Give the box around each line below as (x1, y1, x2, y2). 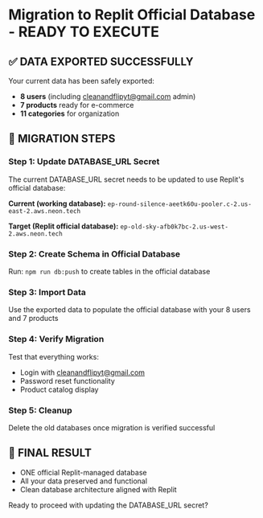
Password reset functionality (19, 376, 115, 385)
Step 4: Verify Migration (8, 334, 105, 345)
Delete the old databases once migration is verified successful (8, 422, 216, 432)
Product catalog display (19, 384, 99, 394)
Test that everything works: (8, 351, 99, 361)
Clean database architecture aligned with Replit (19, 484, 177, 494)
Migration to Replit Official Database (8, 6, 256, 24)
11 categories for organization (19, 109, 120, 118)
